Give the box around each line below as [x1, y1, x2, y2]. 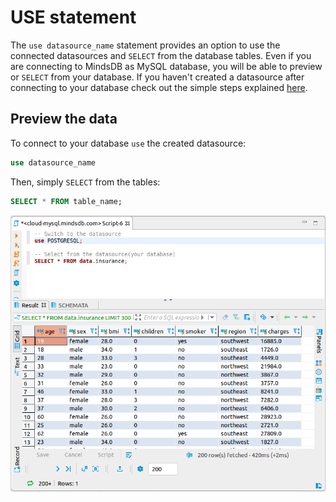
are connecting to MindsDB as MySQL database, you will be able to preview [10, 60, 323, 72]
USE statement [10, 6, 137, 29]
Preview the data [10, 111, 118, 128]
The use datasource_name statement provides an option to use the [10, 39, 281, 51]
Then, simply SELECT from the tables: [10, 176, 161, 188]
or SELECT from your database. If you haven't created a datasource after [10, 71, 305, 83]
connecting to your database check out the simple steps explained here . [10, 81, 308, 93]
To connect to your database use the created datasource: [10, 137, 247, 149]
